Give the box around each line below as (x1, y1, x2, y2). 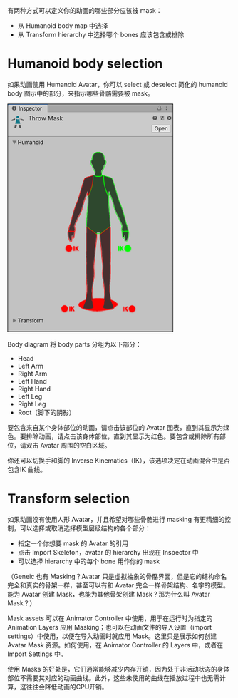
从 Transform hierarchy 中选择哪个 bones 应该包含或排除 (17, 31, 185, 39)
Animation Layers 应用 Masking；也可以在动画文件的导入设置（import (7, 622, 212, 631)
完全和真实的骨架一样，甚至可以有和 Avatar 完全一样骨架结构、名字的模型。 (7, 580, 230, 590)
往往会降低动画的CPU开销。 (26, 682, 108, 691)
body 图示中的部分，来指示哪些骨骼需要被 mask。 (7, 88, 155, 98)
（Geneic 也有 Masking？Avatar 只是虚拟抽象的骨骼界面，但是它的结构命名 (7, 572, 227, 580)
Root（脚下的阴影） (17, 408, 76, 416)
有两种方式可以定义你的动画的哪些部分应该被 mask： (7, 6, 162, 14)
